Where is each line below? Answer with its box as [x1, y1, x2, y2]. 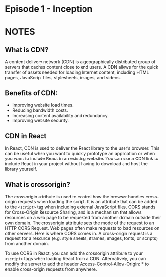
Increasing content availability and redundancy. [12, 113, 109, 118]
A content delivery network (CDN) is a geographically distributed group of [5, 59, 156, 65]
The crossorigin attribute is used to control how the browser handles [5, 194, 145, 199]
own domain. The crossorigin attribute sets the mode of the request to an [5, 220, 154, 226]
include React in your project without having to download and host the [5, 160, 148, 166]
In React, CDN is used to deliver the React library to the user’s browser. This [5, 145, 160, 151]
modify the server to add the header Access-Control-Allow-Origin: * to [5, 261, 149, 267]
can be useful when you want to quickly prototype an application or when [5, 150, 155, 156]
